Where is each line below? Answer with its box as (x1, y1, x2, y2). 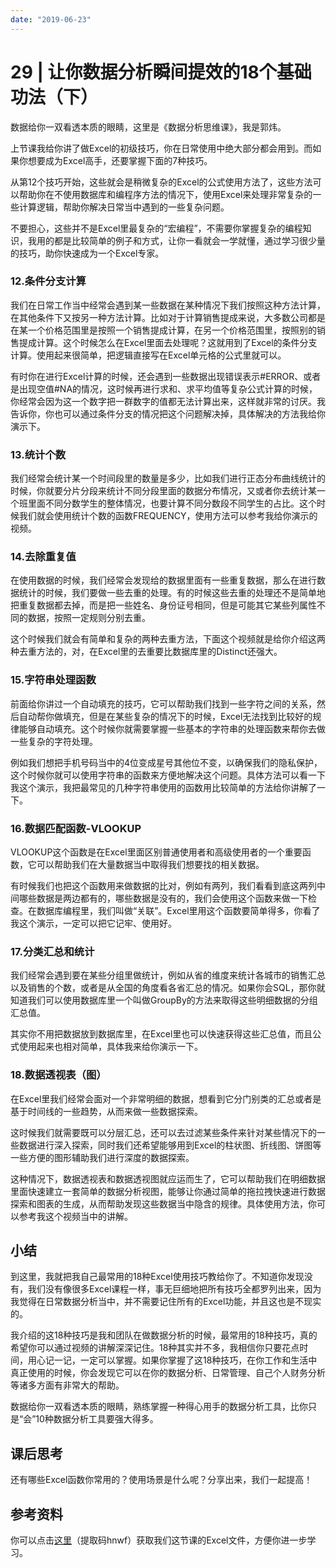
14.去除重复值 (10, 550, 77, 564)
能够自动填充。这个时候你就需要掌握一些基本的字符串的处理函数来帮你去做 (18, 722, 326, 735)
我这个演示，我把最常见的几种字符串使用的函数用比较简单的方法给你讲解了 (10, 781, 317, 793)
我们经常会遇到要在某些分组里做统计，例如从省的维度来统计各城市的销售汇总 (10, 969, 326, 981)
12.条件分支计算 (10, 274, 87, 288)
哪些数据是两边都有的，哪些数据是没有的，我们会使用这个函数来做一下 (18, 892, 308, 905)
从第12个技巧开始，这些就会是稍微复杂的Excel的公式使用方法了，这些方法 (10, 176, 313, 188)
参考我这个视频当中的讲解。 (18, 1210, 133, 1222)
